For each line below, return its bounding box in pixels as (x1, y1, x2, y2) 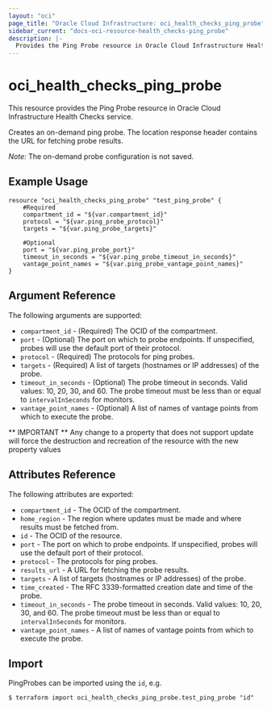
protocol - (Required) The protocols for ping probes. (19, 352, 195, 361)
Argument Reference (8, 289, 116, 303)
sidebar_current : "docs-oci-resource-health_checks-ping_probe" (8, 27, 229, 35)
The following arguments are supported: (8, 310, 143, 319)
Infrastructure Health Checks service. (8, 112, 133, 122)
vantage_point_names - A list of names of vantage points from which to (19, 624, 254, 634)
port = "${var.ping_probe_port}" (23, 245, 135, 254)
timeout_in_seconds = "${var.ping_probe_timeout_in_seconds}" (23, 253, 236, 261)
